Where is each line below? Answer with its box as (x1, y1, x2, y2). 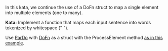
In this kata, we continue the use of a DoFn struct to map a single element (5, 5, 159, 10)
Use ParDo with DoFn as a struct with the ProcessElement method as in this (5, 35, 163, 40)
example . (5, 40, 24, 46)
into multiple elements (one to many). (5, 10, 83, 16)
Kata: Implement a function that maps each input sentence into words (5, 20, 151, 25)
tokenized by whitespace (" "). (5, 25, 69, 31)
